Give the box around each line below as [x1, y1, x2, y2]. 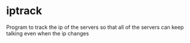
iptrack [6, 4, 42, 18]
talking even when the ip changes [6, 29, 90, 37]
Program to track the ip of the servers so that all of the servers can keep [6, 24, 184, 31]
